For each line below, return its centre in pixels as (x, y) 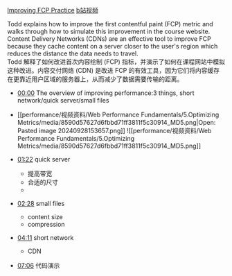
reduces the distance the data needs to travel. (73, 53)
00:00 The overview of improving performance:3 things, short (106, 93)
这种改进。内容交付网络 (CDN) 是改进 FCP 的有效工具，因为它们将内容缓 (110, 70)
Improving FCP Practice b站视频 (53, 10)
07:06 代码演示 (38, 265)
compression (46, 224)
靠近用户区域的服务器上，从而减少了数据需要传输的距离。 (101, 79)
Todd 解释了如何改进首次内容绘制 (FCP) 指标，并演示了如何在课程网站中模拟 (116, 62)
